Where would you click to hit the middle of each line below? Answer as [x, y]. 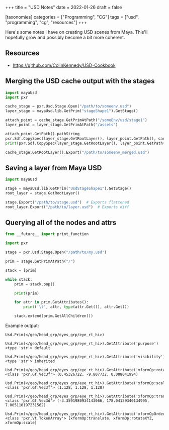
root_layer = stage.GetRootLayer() [43, 193]
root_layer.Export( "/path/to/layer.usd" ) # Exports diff [67, 207]
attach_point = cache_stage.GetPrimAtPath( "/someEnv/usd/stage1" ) [76, 120]
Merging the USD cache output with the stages [80, 81]
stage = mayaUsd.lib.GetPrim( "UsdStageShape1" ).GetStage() [68, 189]
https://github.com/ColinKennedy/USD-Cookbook [64, 65]
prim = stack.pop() [35, 284]
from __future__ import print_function [47, 234]
